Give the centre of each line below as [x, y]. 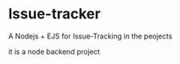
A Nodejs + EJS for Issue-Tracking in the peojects [90, 36]
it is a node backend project [54, 51]
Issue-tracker [55, 14]
